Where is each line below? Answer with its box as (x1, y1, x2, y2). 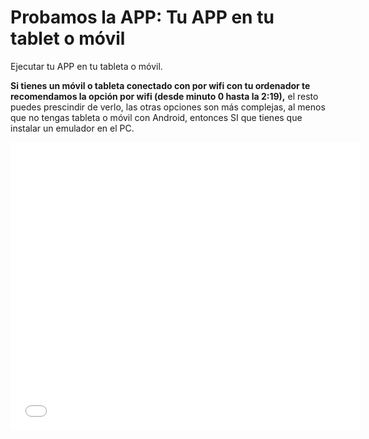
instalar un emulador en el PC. (10, 122, 135, 134)
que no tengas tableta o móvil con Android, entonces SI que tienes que (10, 111, 303, 123)
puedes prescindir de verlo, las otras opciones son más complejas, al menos (10, 101, 326, 113)
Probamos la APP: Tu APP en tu (10, 6, 275, 29)
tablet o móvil (10, 27, 126, 50)
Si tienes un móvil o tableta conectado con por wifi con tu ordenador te (10, 79, 311, 91)
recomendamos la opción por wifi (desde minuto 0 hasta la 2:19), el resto (10, 90, 319, 102)
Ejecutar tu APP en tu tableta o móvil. (10, 60, 163, 72)
